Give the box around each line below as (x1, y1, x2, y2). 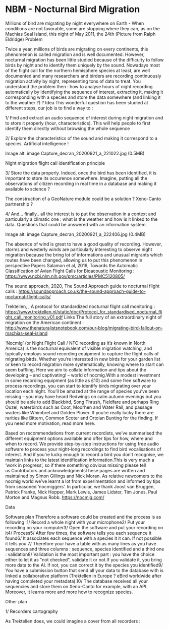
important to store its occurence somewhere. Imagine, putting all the (5, 175, 148, 181)
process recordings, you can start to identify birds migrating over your (5, 383, 151, 389)
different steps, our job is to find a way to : (5, 105, 93, 111)
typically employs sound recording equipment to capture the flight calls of (5, 350, 159, 356)
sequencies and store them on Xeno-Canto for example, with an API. (5, 583, 148, 589)
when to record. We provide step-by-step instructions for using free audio (5, 441, 159, 447)
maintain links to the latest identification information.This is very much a (5, 457, 155, 463)
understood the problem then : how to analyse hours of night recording (5, 83, 153, 89)
